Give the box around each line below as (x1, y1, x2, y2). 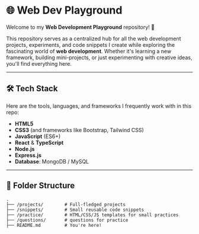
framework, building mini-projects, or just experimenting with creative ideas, (6, 54, 192, 61)
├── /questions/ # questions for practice (6, 217, 129, 223)
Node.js (14, 145, 35, 152)
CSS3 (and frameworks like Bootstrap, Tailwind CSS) (14, 126, 144, 133)
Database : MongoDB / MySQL (14, 158, 89, 165)
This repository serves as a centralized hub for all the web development (6, 35, 182, 42)
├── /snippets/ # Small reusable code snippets (6, 207, 145, 213)
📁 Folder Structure (6, 181, 75, 191)
